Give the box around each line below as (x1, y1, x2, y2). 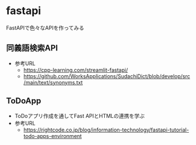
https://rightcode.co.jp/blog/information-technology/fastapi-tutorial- (23, 126, 190, 133)
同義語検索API (6, 43, 58, 53)
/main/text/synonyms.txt (23, 79, 83, 86)
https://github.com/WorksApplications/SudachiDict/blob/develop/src (23, 72, 190, 80)
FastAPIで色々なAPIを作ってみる (6, 24, 84, 31)
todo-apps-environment (23, 132, 82, 139)
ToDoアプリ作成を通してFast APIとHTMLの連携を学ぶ (14, 112, 145, 119)
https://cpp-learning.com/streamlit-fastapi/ (23, 66, 128, 73)
